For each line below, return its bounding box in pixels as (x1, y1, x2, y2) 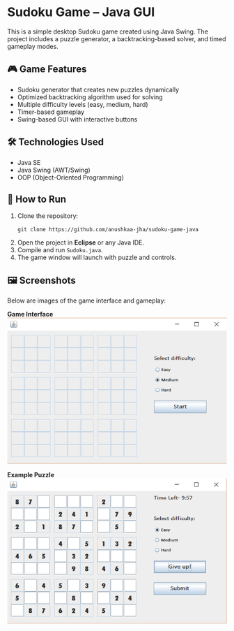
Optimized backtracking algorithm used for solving (17, 92, 163, 101)
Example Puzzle (7, 470, 54, 479)
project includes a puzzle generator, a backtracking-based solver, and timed (7, 34, 226, 43)
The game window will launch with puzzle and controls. (17, 253, 177, 262)
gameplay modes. (7, 42, 59, 50)
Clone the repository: (17, 212, 79, 220)
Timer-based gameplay (17, 108, 85, 116)
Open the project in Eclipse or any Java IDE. (17, 238, 145, 247)
